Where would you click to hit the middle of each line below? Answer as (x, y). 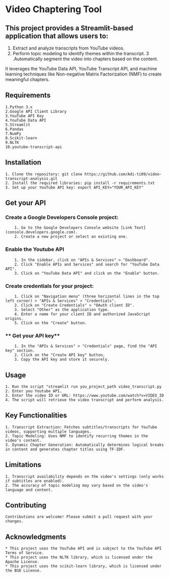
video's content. (24, 440)
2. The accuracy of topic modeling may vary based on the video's (77, 485)
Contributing (26, 505)
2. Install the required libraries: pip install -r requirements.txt (80, 183)
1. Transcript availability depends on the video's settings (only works (85, 476)
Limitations (23, 465)
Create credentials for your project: (50, 286)
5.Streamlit (18, 125)
